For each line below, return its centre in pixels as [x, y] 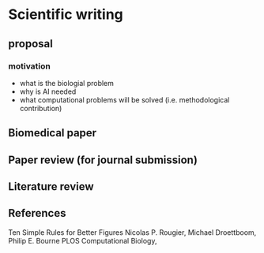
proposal [30, 44]
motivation [30, 66]
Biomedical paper [53, 133]
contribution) [41, 108]
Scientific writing [66, 15]
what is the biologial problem [67, 83]
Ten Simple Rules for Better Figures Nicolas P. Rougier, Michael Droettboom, [132, 232]
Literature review [51, 187]
